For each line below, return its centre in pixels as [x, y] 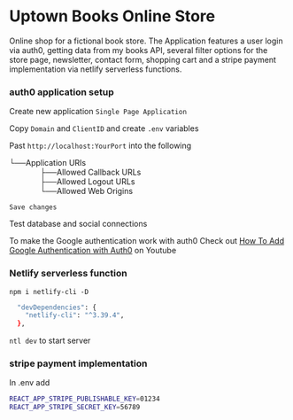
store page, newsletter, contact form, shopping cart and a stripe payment [143, 59]
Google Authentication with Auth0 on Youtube [93, 251]
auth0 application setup [62, 92]
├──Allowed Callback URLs [91, 172]
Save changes [33, 207]
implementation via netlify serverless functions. [96, 69]
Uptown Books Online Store [112, 16]
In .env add [30, 383]
